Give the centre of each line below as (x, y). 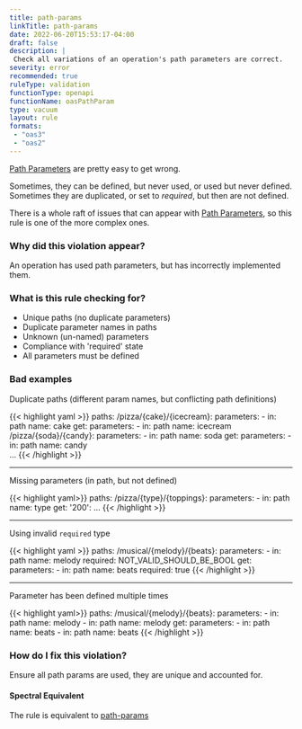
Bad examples (41, 379)
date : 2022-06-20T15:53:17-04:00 (72, 34)
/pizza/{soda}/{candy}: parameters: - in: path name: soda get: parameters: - (151, 435)
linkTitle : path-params (54, 26)
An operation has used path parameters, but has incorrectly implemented (145, 265)
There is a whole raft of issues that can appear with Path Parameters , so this (151, 213)
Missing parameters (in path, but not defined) (93, 480)
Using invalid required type (60, 533)
